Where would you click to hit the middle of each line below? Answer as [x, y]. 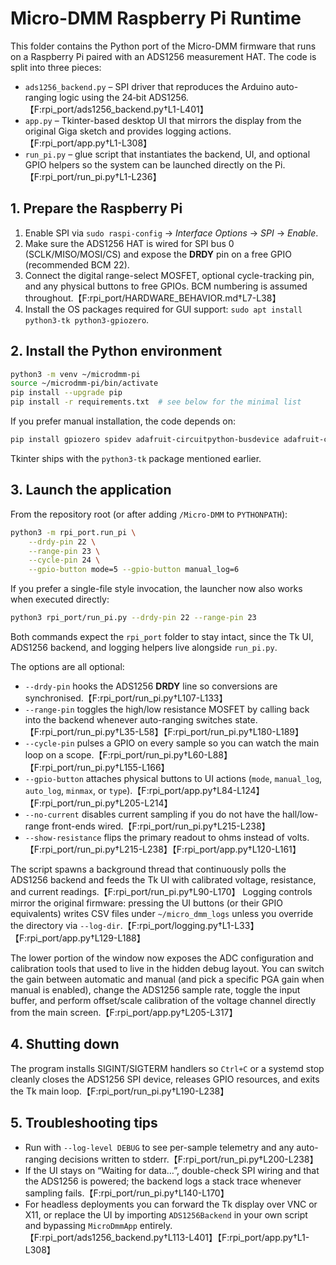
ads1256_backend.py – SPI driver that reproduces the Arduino [149, 86]
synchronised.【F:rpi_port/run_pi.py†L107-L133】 [126, 698]
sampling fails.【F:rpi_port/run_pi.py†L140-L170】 [127, 1193]
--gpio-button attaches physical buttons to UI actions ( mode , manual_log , [173, 778]
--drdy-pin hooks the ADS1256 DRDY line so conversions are [151, 686]
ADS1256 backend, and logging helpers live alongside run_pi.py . [144, 647]
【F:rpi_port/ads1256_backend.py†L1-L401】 [116, 109]
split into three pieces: [56, 67]
